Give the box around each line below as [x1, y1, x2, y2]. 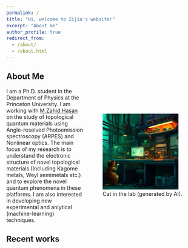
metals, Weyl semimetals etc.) [6, 171, 81, 178]
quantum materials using [6, 119, 69, 127]
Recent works [6, 234, 59, 244]
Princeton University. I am [6, 100, 71, 107]
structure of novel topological [6, 158, 80, 166]
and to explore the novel [6, 178, 67, 185]
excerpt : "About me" [6, 22, 59, 28]
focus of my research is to [6, 146, 72, 153]
